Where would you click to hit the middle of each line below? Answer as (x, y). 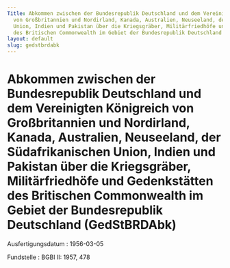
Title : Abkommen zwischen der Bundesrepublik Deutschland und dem (104, 13)
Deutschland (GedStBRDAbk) (92, 225)
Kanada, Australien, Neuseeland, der (114, 137)
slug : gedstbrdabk (33, 45)
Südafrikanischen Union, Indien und (111, 152)
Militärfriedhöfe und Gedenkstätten (110, 181)
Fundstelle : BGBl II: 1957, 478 (49, 257)
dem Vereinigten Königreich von (101, 109)
